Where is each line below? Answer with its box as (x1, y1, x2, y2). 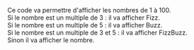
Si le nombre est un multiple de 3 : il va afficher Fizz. (7, 13, 161, 22)
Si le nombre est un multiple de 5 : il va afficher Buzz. (7, 21, 163, 29)
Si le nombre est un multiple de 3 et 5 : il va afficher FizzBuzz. (7, 28, 188, 37)
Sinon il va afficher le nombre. (7, 36, 95, 44)
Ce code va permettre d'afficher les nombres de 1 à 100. (7, 6, 171, 14)
